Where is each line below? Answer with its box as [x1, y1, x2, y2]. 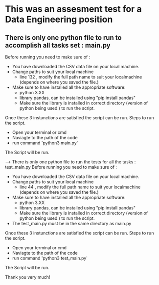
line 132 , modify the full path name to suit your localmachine [19, 74, 142, 79]
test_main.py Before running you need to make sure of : [5, 164, 117, 170]
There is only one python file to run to [5, 33, 122, 42]
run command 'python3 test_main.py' [12, 255, 88, 261]
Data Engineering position [5, 14, 113, 25]
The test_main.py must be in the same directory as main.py [12, 221, 132, 226]
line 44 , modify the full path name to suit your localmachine [19, 184, 141, 190]
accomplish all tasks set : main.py [5, 41, 111, 50]
